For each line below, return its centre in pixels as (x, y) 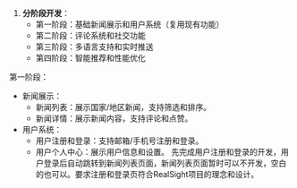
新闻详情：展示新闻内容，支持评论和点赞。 (114, 118)
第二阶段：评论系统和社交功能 (90, 35)
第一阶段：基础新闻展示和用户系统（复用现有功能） (130, 24)
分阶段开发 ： (46, 13)
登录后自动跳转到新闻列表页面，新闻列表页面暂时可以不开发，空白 (165, 163)
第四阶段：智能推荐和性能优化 (90, 58)
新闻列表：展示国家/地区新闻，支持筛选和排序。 (123, 107)
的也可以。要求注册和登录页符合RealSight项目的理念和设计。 (147, 174)
